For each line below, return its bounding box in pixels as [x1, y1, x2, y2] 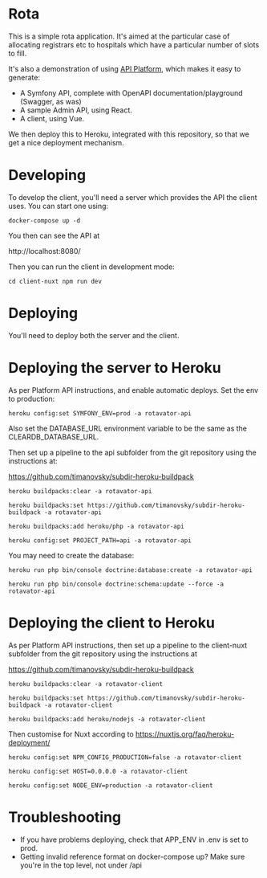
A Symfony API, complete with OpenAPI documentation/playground [19, 88, 243, 97]
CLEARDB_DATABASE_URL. [8, 431, 99, 442]
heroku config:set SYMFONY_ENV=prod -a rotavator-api [8, 409, 192, 418]
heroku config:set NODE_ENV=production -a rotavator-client [8, 781, 214, 790]
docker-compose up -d [8, 216, 81, 225]
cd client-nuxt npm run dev [8, 277, 103, 285]
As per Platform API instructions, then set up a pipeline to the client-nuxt [8, 640, 248, 650]
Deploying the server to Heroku [8, 359, 222, 377]
